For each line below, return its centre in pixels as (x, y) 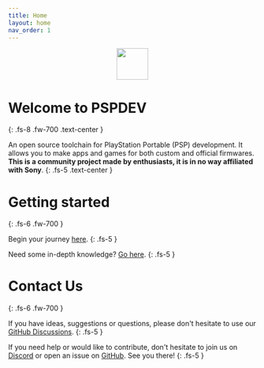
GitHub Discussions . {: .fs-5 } (56, 332)
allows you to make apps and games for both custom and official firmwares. (131, 153)
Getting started (59, 202)
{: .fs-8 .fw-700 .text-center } (56, 130)
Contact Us (46, 286)
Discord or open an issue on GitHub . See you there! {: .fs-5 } (106, 355)
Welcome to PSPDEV (78, 108)
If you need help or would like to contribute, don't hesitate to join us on (123, 347)
